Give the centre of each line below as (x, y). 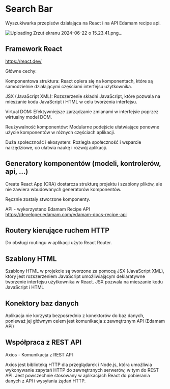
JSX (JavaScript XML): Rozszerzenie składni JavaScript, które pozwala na (83, 96)
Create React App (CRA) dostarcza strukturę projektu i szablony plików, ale (84, 184)
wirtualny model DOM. (29, 117)
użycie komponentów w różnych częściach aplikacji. (60, 132)
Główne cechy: (21, 71)
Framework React (34, 49)
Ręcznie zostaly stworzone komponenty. (48, 199)
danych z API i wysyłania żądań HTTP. (46, 381)
